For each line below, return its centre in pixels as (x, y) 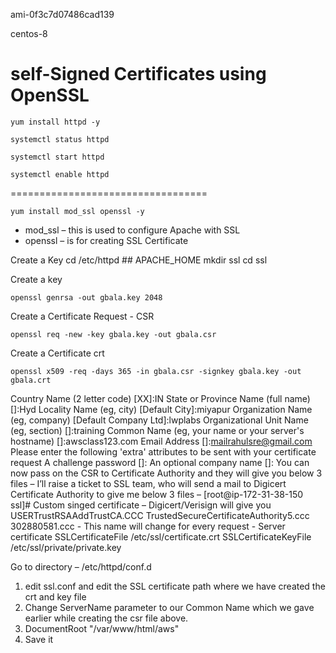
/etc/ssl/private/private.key (66, 547)
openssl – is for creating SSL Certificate (106, 240)
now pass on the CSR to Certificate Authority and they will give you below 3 (166, 473)
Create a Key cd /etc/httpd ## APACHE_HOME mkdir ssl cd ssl (139, 260)
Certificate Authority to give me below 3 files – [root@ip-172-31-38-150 (157, 494)
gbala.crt (31, 380)
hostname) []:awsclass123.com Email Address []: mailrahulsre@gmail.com (161, 441)
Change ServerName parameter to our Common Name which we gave (169, 607)
